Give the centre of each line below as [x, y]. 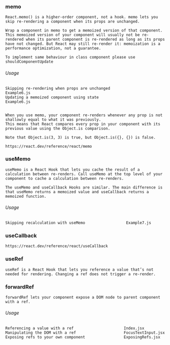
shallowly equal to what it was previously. [53, 120]
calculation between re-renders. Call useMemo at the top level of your [84, 174]
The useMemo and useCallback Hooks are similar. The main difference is [84, 187]
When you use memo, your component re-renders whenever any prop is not [84, 115]
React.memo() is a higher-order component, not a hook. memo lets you [82, 17]
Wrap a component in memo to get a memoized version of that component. [84, 31]
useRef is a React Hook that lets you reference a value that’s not [79, 270]
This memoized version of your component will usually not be [73, 35]
